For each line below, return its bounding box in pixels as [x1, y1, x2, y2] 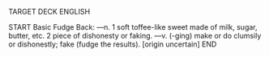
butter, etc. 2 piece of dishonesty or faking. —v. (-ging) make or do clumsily [8, 31, 262, 40]
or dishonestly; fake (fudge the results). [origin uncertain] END [8, 39, 217, 49]
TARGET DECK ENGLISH [8, 7, 91, 16]
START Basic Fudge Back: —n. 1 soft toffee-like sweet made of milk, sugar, [8, 22, 258, 31]
